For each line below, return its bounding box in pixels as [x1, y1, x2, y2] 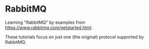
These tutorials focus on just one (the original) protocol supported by [5, 34, 144, 40]
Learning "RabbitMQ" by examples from [5, 19, 85, 25]
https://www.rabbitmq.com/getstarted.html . [5, 24, 93, 30]
